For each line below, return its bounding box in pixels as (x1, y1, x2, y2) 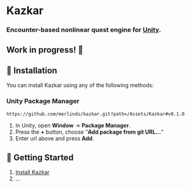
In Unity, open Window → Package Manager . (15, 121, 130, 129)
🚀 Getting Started (6, 153, 74, 162)
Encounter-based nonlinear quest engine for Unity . (6, 26, 162, 34)
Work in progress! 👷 (6, 44, 84, 55)
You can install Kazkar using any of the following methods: (6, 82, 154, 89)
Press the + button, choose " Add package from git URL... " (15, 128, 164, 135)
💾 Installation (6, 65, 58, 75)
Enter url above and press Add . (15, 134, 94, 142)
